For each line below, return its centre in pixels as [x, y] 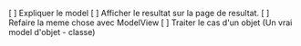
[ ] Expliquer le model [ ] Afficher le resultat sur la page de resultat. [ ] [139, 13]
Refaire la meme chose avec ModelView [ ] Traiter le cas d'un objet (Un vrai [150, 23]
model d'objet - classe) [52, 32]
